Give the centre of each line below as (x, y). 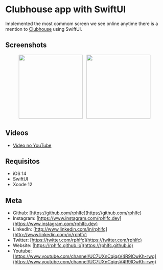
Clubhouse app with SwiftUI (66, 9)
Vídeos (17, 133)
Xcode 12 (22, 185)
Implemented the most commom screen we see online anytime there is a (82, 24)
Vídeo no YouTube (32, 145)
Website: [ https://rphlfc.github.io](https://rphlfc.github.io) (73, 245)
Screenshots (26, 45)
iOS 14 (19, 174)
